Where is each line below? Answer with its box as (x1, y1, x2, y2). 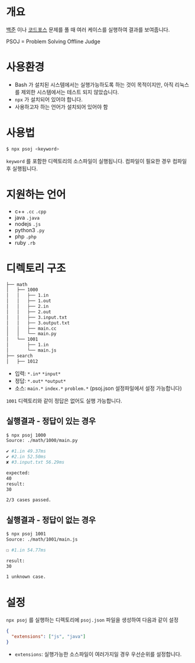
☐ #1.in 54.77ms (6, 547, 46, 553)
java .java (14, 214, 40, 221)
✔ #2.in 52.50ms (6, 454, 46, 460)
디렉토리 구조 (6, 261, 66, 275)
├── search (6, 353, 33, 359)
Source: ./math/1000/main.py (6, 438, 78, 444)
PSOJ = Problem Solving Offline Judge (6, 38, 100, 45)
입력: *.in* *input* (14, 370, 61, 377)
